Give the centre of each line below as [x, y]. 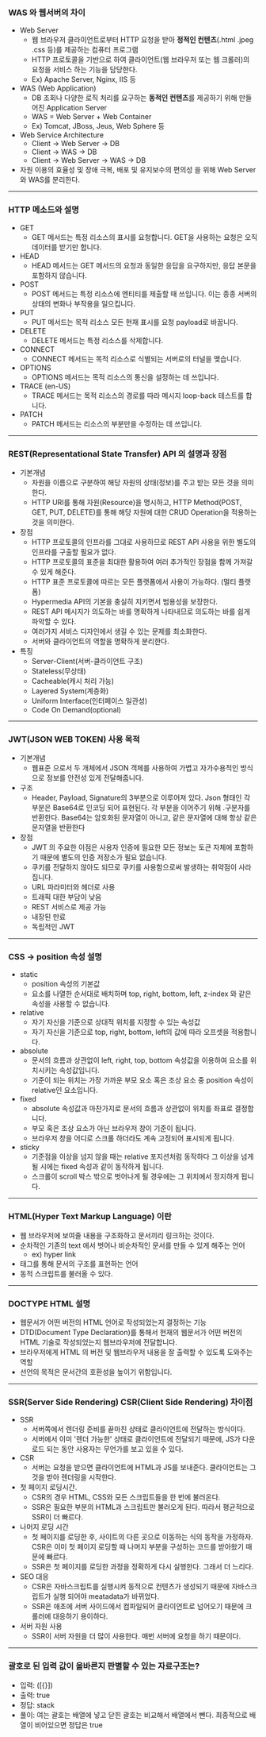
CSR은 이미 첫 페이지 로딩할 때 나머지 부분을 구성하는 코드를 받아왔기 [137, 1547]
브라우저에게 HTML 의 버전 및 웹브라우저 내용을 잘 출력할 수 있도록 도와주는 [136, 1353]
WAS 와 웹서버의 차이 [47, 12]
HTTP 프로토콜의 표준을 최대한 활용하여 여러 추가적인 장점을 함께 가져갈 [142, 562]
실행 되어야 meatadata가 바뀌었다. [106, 1596]
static [28, 975]
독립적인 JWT [53, 927]
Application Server [77, 108]
